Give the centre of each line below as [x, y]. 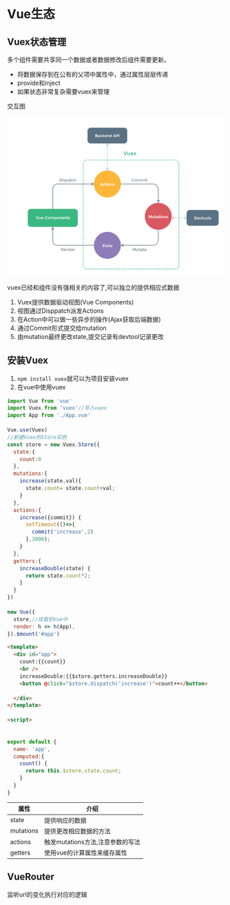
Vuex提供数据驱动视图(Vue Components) [75, 302]
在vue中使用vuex [41, 387]
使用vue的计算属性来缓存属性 [86, 853]
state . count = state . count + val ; [70, 488]
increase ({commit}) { [50, 517]
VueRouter [31, 877]
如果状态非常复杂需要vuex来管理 [63, 91]
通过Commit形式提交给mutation [62, 328]
